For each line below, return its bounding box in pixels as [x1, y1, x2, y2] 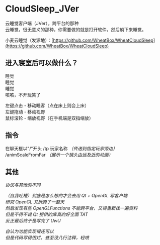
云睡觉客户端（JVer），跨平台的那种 [5, 20, 79, 26]
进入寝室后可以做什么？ [5, 59, 78, 67]
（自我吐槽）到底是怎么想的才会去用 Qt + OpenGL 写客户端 [5, 193, 128, 199]
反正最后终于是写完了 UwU [5, 218, 61, 224]
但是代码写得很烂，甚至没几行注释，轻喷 [5, 234, 89, 241]
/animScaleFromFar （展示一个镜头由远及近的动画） [5, 152, 113, 158]
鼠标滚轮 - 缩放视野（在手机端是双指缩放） [5, 115, 94, 121]
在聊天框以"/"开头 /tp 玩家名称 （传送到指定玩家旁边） [5, 145, 118, 151]
